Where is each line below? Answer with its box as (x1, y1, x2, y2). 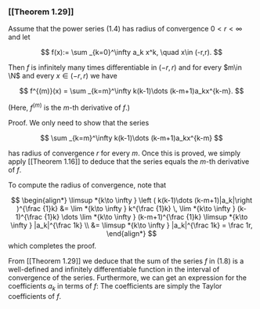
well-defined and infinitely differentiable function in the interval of (8, 264, 220, 274)
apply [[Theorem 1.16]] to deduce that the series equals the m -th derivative (8, 156, 250, 166)
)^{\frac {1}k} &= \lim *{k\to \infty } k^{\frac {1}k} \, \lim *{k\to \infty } (16, 203, 237, 213)
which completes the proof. (8, 241, 96, 250)
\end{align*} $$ (106, 228, 157, 238)
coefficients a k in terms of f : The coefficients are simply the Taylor (8, 281, 222, 293)
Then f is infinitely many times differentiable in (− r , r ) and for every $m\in (8, 63, 243, 72)
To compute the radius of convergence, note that (8, 180, 167, 190)
